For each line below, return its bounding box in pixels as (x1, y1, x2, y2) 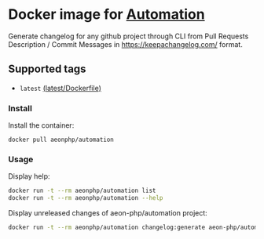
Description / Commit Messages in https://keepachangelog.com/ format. (8, 39, 244, 49)
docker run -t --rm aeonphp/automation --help (8, 194, 163, 202)
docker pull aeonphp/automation (8, 136, 114, 144)
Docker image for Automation (8, 5, 206, 24)
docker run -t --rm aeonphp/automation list (8, 186, 156, 195)
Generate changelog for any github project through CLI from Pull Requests (8, 31, 249, 41)
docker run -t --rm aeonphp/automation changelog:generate (8, 223, 206, 232)
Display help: (8, 172, 50, 181)
